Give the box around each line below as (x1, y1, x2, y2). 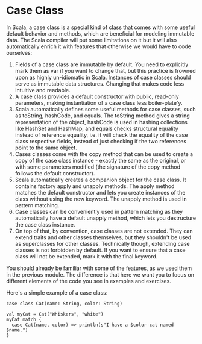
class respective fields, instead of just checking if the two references (14, 137, 187, 145)
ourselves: (6, 49, 33, 56)
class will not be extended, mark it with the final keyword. (14, 252, 158, 260)
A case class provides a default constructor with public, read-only (14, 93, 179, 100)
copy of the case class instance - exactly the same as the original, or (14, 157, 186, 164)
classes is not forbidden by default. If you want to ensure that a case (14, 246, 186, 254)
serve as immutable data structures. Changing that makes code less (14, 80, 185, 87)
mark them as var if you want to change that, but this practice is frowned (14, 67, 196, 74)
